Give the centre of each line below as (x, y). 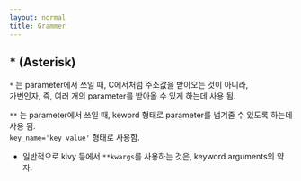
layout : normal (38, 17)
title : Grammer (38, 26)
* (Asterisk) (43, 62)
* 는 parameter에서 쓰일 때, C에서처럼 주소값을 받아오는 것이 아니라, (129, 85)
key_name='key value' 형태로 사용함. (75, 138)
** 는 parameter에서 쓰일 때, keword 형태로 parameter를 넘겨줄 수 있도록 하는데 (151, 115)
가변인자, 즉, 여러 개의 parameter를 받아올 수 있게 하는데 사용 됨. (123, 96)
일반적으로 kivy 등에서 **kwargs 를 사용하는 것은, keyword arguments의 (149, 157)
